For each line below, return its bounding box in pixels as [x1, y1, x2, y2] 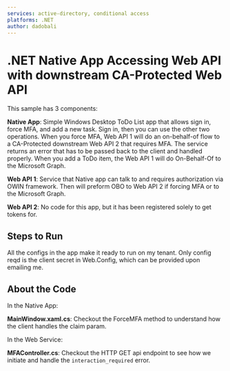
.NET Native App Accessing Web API [7, 52, 222, 68]
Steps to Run [7, 230, 63, 242]
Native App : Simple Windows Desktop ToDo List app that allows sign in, [7, 118, 211, 126]
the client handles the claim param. [7, 321, 107, 330]
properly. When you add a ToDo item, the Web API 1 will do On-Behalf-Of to [7, 154, 222, 162]
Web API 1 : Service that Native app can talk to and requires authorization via [7, 175, 224, 183]
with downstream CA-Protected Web [7, 67, 222, 83]
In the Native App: [7, 301, 59, 310]
